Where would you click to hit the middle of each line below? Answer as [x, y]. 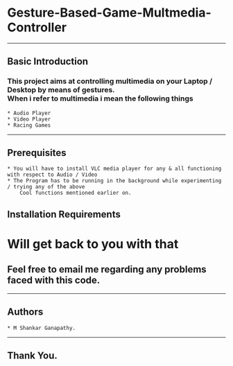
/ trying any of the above [46, 187]
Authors [25, 312]
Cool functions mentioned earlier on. [76, 193]
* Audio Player [29, 113]
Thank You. [32, 356]
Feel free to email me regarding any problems [107, 269]
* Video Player [29, 119]
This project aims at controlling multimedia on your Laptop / [110, 81]
